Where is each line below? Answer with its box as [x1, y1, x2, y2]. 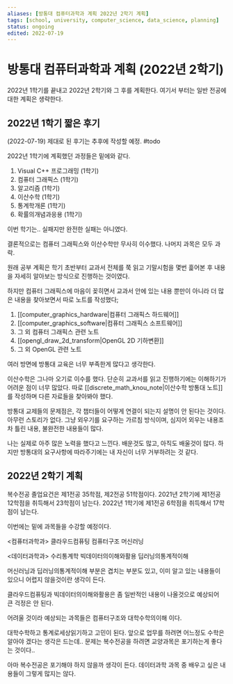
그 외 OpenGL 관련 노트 [17, 345, 82, 353]
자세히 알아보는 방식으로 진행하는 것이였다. [14, 272, 130, 280]
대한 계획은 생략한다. [7, 95, 63, 103]
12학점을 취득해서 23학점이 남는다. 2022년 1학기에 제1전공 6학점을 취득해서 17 [7, 499, 219, 507]
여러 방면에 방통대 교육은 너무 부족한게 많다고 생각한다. [7, 360, 156, 368]
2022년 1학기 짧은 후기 [7, 117, 101, 129]
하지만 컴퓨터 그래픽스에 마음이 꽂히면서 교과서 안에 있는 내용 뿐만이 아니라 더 [7, 287, 217, 295]
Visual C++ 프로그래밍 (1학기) [17, 166, 99, 175]
